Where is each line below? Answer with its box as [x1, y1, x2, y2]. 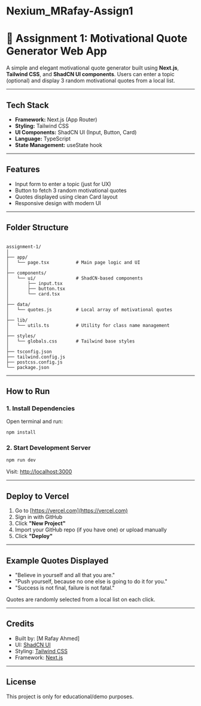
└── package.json [6, 364, 50, 370]
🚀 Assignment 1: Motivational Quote [6, 32, 188, 46]
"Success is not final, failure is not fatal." [14, 584, 115, 591]
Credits [6, 619, 35, 629]
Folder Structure [6, 223, 69, 233]
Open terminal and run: [6, 418, 63, 425]
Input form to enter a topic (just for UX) [14, 180, 112, 187]
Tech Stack [6, 100, 49, 110]
